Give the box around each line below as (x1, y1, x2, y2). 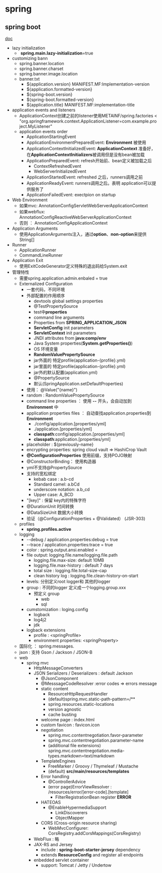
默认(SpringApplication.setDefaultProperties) (33, 381, 123, 386)
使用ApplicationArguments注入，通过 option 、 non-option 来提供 (19, 231, 147, 237)
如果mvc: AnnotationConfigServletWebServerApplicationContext (19, 203, 148, 209)
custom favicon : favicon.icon (41, 722, 100, 728)
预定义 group (33, 591, 59, 596)
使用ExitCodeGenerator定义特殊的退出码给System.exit (19, 263, 127, 269)
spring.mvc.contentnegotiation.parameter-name (48, 737, 144, 743)
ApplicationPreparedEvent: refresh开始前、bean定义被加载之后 (26, 158, 152, 163)
